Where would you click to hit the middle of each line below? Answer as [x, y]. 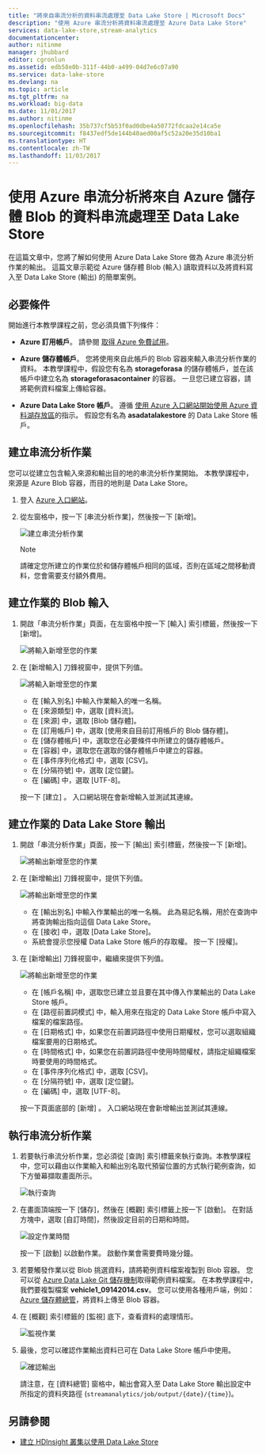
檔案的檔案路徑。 [59, 1022]
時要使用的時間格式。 [66, 1062]
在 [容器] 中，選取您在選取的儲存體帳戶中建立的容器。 [119, 750]
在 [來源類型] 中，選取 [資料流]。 [85, 711]
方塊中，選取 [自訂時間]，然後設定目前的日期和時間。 [106, 1219]
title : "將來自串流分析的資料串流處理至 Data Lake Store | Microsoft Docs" [127, 15]
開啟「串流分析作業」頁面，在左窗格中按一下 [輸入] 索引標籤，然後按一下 [139, 624]
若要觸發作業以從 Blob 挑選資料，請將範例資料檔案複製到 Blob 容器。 [132, 1270]
